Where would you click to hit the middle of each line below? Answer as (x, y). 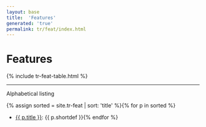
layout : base (23, 12)
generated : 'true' (30, 23)
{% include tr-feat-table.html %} (47, 76)
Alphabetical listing (30, 94)
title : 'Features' (31, 18)
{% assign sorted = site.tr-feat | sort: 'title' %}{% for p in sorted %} (91, 106)
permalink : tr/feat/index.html (46, 29)
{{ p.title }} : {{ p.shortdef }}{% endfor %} (67, 117)
